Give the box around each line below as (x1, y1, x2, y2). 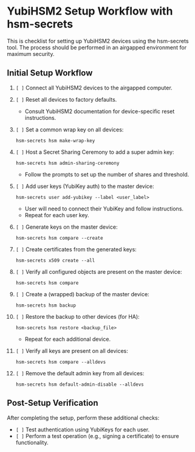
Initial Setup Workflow (7, 68, 93, 78)
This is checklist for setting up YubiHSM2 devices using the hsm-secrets (7, 37, 189, 44)
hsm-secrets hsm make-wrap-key (15, 137, 95, 144)
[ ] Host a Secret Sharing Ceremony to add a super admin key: (15, 148, 175, 156)
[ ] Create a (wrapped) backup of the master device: (15, 290, 149, 297)
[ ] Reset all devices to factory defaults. (15, 96, 117, 103)
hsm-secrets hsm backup (15, 302, 77, 308)
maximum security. (7, 50, 55, 57)
